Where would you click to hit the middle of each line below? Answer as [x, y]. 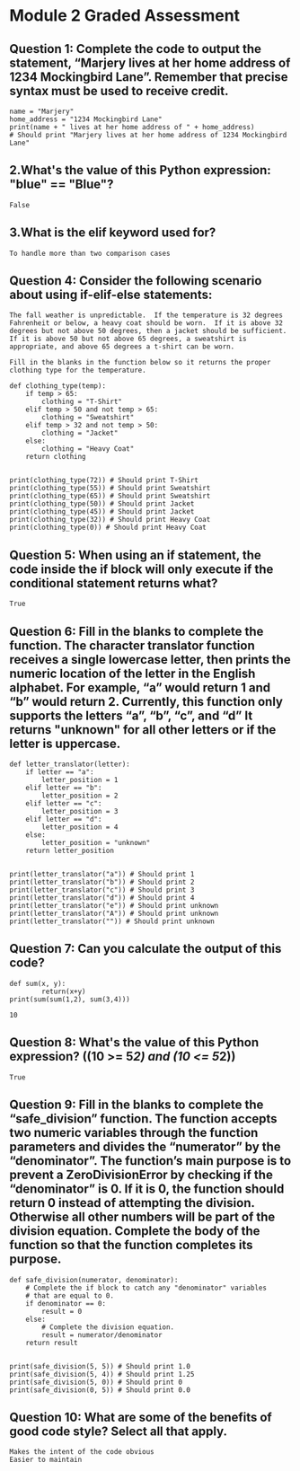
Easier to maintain [46, 1460]
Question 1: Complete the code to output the [136, 49]
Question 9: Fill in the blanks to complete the [137, 1105]
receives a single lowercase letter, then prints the [150, 660]
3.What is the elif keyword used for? [113, 233]
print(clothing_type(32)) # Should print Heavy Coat [110, 520]
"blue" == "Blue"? [62, 185]
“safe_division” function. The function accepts [143, 1119]
